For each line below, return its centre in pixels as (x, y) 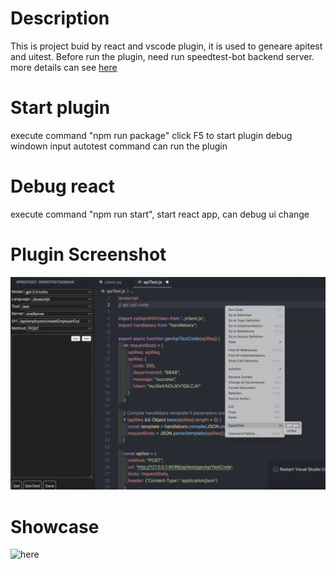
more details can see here (64, 67)
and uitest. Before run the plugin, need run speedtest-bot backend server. (162, 56)
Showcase (55, 526)
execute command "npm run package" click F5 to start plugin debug (151, 135)
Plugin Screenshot (88, 254)
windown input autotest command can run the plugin (119, 146)
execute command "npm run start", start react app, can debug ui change (160, 214)
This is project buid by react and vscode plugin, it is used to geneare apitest (166, 46)
